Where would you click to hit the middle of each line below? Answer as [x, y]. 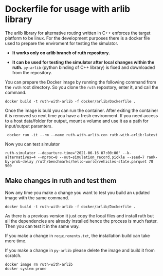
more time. [16, 241]
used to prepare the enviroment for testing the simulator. [62, 43]
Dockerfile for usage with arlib [68, 9]
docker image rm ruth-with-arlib [39, 264]
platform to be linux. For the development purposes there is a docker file [78, 38]
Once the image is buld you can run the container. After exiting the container [82, 110]
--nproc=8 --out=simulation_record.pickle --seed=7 [91, 157]
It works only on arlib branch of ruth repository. [61, 53]
